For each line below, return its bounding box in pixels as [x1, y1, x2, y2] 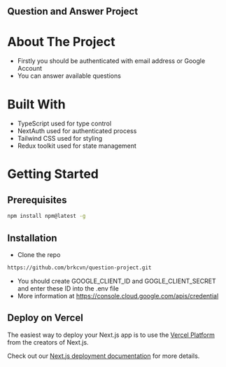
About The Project [7, 34, 115, 50]
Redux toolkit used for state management [17, 141, 136, 150]
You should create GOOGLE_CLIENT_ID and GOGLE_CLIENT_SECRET [17, 277, 217, 285]
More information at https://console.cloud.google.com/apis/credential [17, 291, 219, 300]
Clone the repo [17, 250, 61, 258]
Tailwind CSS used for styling [17, 134, 103, 143]
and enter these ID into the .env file [17, 284, 119, 293]
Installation [7, 232, 57, 244]
